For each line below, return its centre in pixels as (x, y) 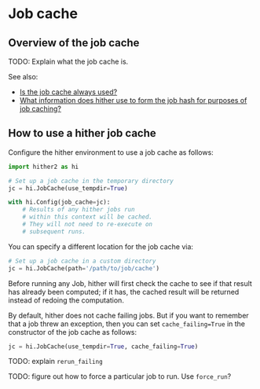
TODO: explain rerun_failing (56, 361)
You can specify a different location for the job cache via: (101, 246)
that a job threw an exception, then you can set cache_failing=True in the (127, 324)
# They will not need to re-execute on (88, 225)
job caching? (40, 108)
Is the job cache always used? (68, 92)
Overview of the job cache (74, 43)
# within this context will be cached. (88, 217)
